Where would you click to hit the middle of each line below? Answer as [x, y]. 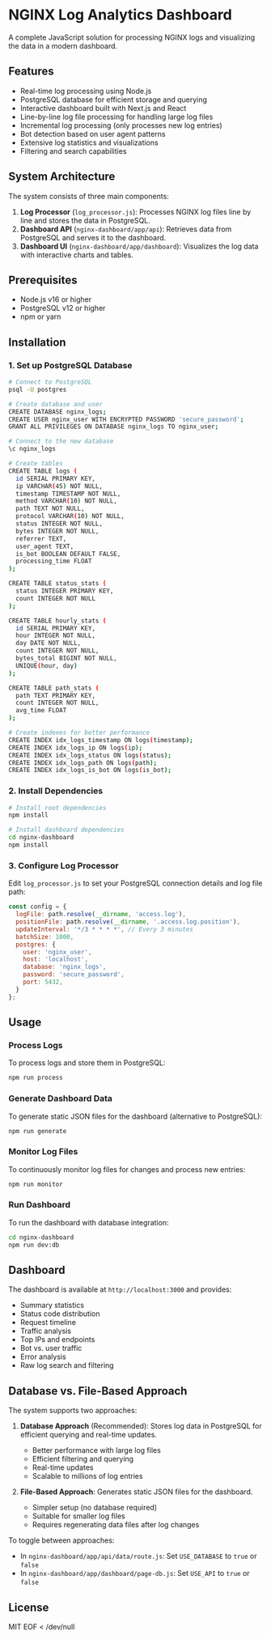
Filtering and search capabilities [73, 151]
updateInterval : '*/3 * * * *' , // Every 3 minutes [105, 929]
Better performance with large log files [97, 1450]
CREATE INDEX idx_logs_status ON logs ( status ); [90, 755]
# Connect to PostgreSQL [50, 382]
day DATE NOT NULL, [49, 643]
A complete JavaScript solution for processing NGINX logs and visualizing [132, 37]
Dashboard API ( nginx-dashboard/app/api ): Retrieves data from [126, 229]
